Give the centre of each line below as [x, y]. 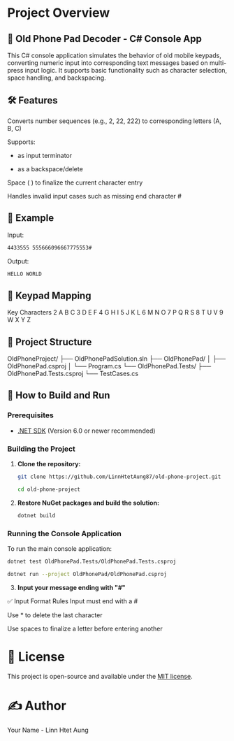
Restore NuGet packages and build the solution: [88, 503]
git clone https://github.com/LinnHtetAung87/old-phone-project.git [119, 477]
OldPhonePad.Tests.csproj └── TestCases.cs [73, 373]
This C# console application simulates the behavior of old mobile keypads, [114, 55]
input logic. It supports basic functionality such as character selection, [126, 70]
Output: [18, 261]
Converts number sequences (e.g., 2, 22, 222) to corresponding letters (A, [115, 121]
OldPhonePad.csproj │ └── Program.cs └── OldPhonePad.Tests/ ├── [109, 366]
